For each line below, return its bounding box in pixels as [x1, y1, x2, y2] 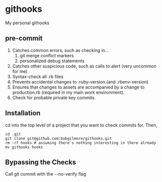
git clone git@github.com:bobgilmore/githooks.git [5, 136, 112, 141]
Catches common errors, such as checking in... [12, 47, 109, 53]
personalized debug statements [19, 58, 85, 64]
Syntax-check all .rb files [12, 73, 63, 80]
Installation [5, 109, 41, 117]
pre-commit [5, 34, 43, 43]
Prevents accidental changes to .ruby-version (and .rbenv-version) [12, 79, 149, 85]
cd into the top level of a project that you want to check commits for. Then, [5, 122, 158, 128]
